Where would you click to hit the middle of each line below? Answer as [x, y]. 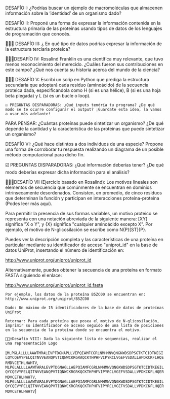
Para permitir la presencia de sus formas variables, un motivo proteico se [81, 213]
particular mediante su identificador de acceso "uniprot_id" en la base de [81, 245]
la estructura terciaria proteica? [38, 49]
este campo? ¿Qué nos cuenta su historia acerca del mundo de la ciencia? [83, 70]
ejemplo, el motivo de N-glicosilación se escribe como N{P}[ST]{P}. [76, 229]
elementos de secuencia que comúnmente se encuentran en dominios [79, 187]
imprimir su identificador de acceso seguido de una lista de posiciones [85, 325]
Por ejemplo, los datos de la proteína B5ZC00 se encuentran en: [75, 294]
